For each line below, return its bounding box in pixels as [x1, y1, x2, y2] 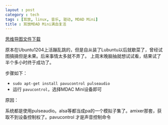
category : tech [5, 12, 39, 17]
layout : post [5, 7, 35, 13]
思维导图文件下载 [5, 36, 41, 42]
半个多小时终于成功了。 [5, 59, 54, 66]
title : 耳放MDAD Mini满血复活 [5, 21, 67, 27]
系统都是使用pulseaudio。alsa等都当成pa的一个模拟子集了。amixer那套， [5, 108, 157, 114]
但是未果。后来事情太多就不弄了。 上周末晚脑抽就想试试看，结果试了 [18, 53, 161, 59]
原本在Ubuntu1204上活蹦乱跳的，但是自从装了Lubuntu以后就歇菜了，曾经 [5, 47, 158, 53]
